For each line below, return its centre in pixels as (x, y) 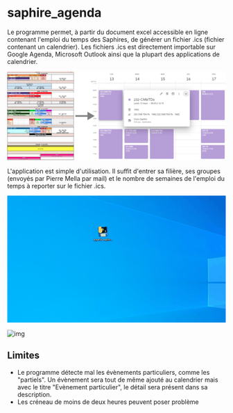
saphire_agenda (54, 13)
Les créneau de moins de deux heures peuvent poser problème (108, 402)
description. (34, 394)
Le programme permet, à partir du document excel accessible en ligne (107, 32)
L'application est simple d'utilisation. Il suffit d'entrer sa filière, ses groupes (114, 171)
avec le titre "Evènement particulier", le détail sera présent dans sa (112, 387)
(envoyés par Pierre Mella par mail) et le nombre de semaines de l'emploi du (116, 179)
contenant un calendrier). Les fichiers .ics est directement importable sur (112, 47)
